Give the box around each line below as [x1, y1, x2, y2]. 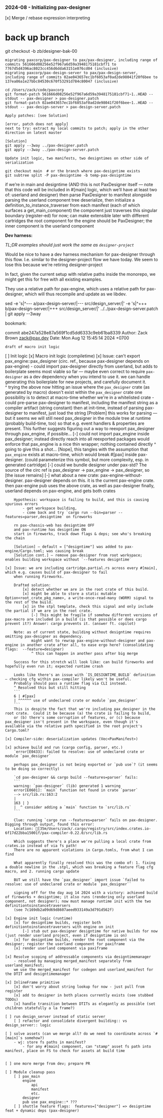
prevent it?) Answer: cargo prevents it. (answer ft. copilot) [5, 621, 136, 626]
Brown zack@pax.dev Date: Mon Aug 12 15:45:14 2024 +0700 [5, 335, 129, 341]
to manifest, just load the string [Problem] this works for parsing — [23, 410, 157, 416]
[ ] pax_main [14, 1074, 40, 1079]
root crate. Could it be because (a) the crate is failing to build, [5, 711, 151, 716]
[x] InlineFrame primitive [5, 980, 60, 985]
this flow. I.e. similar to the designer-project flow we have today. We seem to [5, 257, 158, 263]
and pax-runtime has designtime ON [14, 527, 86, 532]
